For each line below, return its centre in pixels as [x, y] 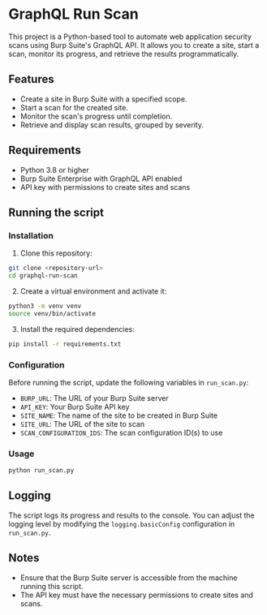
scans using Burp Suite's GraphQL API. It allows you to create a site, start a [134, 45]
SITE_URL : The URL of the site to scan [82, 424]
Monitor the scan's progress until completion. [96, 116]
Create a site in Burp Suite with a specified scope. [103, 99]
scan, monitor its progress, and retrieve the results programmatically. [124, 54]
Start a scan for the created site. [74, 107]
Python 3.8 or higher [54, 170]
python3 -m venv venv [45, 306]
